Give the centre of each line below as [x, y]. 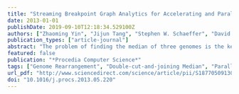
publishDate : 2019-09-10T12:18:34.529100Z [71, 27]
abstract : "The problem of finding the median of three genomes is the [116, 47]
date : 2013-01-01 [33, 20]
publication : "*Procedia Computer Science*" [74, 60]
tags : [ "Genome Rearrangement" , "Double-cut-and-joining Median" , [108, 66]
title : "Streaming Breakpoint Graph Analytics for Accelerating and [111, 14]
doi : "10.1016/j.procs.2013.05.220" [62, 80]
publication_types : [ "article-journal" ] [68, 40]
